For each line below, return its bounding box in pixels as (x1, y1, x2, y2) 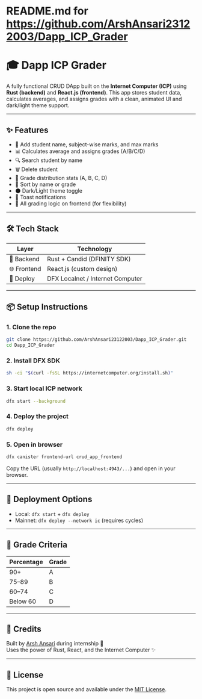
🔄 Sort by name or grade (14, 181, 76, 188)
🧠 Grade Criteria (6, 540, 68, 550)
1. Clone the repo (6, 323, 57, 332)
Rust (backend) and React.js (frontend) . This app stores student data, (6, 89, 182, 96)
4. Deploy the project (6, 412, 69, 421)
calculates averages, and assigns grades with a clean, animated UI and (6, 95, 182, 103)
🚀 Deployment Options (6, 494, 93, 505)
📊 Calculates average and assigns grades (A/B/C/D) (14, 148, 145, 155)
